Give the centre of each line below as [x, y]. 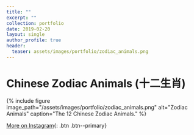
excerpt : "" [21, 18]
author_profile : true [34, 40]
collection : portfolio [35, 23]
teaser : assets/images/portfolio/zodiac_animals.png [80, 52]
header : [16, 46]
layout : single [26, 35]
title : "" [19, 12]
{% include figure [28, 100]
